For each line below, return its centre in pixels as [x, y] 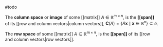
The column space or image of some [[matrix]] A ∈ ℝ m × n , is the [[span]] [80, 17]
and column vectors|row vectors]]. [40, 39]
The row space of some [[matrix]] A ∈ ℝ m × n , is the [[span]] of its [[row [78, 33]
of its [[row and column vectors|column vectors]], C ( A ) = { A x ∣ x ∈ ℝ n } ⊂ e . [81, 23]
